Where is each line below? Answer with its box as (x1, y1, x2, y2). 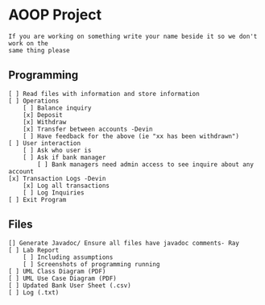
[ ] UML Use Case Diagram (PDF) (8, 274, 117, 282)
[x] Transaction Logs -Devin (8, 174, 106, 182)
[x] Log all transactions (23, 182, 110, 190)
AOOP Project (8, 6, 102, 24)
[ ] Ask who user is (23, 146, 92, 154)
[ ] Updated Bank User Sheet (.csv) (8, 281, 131, 290)
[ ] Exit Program (8, 195, 67, 203)
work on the (8, 39, 48, 48)
